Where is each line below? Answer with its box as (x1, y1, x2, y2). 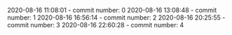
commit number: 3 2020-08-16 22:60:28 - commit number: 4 (7, 21, 184, 29)
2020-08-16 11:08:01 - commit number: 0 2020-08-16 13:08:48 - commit (7, 6, 217, 14)
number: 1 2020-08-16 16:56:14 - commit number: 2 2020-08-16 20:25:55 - (7, 13, 226, 22)
